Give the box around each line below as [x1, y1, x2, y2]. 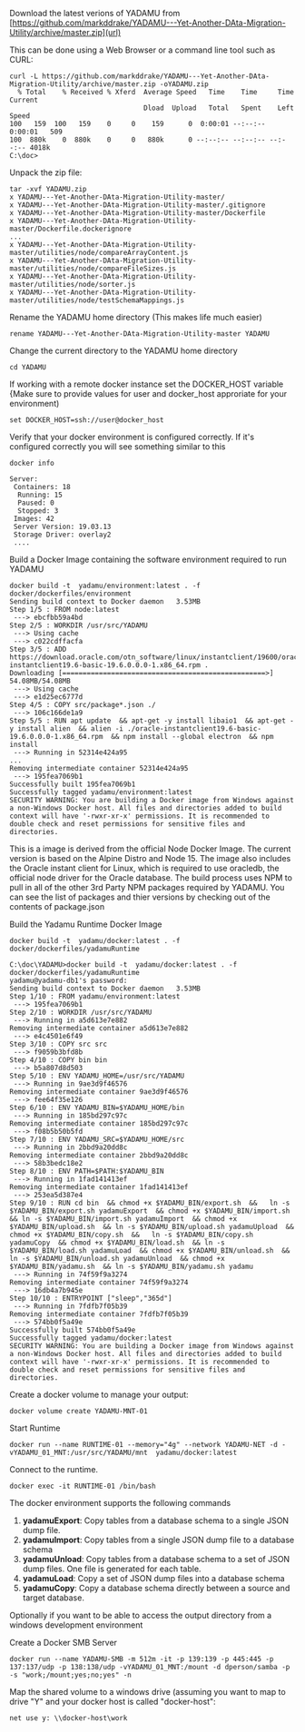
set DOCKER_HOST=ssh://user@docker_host [9, 416, 165, 425]
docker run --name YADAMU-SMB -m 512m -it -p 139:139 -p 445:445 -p [9, 1655, 274, 1664]
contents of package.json [9, 901, 105, 911]
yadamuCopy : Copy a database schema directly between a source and [22, 1583, 290, 1593]
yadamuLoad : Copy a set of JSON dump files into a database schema [22, 1573, 285, 1583]
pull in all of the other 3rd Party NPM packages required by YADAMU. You [9, 882, 285, 892]
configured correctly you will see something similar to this [9, 441, 226, 452]
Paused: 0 [17, 498, 54, 507]
